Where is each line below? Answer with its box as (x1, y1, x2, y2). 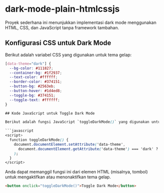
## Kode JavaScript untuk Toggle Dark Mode (5, 111, 95, 116)
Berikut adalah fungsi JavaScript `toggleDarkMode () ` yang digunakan (5, 119, 150, 125)
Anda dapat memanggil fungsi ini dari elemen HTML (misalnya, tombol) (5, 169, 148, 175)
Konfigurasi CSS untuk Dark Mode (5, 39, 111, 47)
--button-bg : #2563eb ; (9, 84, 56, 89)
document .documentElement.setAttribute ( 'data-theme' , (14, 142, 125, 147)
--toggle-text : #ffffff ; (9, 97, 60, 102)
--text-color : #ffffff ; (9, 75, 58, 80)
